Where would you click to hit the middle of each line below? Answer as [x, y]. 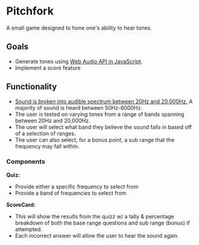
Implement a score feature [48, 68]
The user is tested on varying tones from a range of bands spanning [100, 114]
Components [26, 162]
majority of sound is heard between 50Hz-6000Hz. [79, 107]
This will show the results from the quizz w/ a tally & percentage [95, 216]
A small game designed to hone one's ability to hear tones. [79, 28]
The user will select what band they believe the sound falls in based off [103, 127]
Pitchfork [30, 11]
